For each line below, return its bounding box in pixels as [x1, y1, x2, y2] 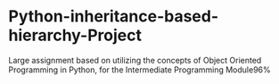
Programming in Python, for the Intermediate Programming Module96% [8, 64, 271, 75]
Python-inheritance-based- [8, 6, 219, 27]
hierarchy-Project [8, 25, 142, 46]
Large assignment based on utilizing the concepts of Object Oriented [8, 55, 262, 65]
